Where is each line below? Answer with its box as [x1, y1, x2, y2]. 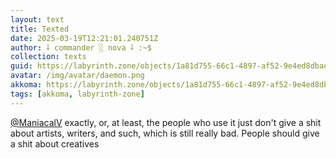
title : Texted [10, 24, 70, 34]
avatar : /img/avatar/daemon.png [10, 71, 145, 81]
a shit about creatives [10, 137, 100, 150]
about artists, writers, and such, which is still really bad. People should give [10, 127, 320, 139]
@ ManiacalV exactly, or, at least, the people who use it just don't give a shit [10, 116, 322, 128]
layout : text [10, 14, 65, 25]
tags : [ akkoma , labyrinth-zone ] [10, 89, 145, 99]
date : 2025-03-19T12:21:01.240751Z [10, 33, 159, 43]
